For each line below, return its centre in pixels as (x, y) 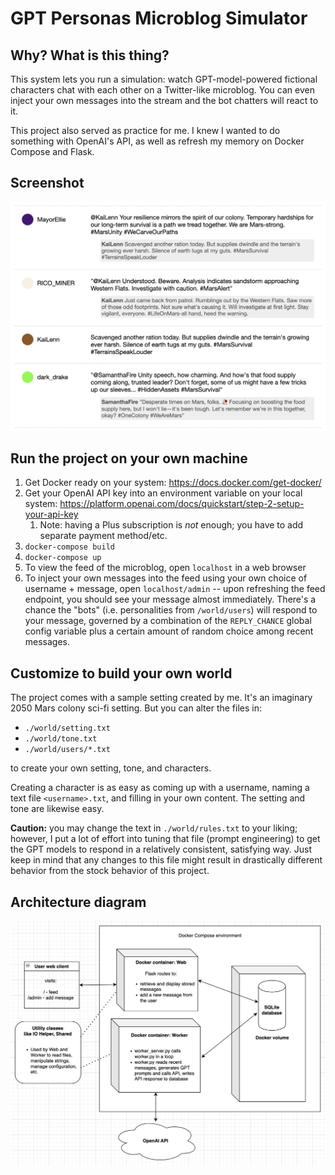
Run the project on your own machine (129, 458)
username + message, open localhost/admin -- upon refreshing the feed (175, 589)
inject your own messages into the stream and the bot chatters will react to (164, 100)
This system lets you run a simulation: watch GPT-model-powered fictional (164, 79)
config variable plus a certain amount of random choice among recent (169, 631)
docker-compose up (63, 558)
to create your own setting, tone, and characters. (111, 768)
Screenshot (47, 183)
